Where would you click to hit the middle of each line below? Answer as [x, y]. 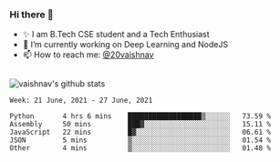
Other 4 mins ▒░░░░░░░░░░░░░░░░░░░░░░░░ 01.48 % [140, 148]
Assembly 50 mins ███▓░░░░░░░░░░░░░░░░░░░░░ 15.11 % [140, 125]
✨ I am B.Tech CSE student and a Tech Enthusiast [116, 35]
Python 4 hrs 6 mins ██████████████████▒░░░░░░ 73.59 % [140, 116]
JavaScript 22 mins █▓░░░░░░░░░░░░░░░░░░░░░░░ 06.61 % [140, 132]
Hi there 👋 [32, 15]
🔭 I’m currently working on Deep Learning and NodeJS [125, 45]
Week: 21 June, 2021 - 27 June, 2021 [81, 101]
